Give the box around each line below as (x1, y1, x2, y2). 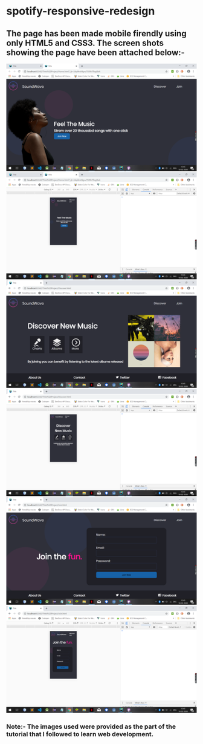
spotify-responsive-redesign (6, 4, 155, 18)
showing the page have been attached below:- (6, 47, 185, 58)
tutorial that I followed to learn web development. (6, 729, 154, 738)
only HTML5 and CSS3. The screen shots (6, 38, 164, 48)
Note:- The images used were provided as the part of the (6, 722, 176, 731)
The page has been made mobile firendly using (6, 28, 187, 39)
